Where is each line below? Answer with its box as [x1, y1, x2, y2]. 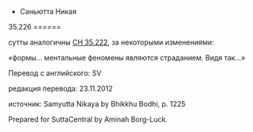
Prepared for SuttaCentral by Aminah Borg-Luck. [8, 115, 169, 124]
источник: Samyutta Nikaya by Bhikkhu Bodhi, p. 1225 [8, 99, 186, 108]
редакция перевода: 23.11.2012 [8, 83, 113, 93]
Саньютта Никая [19, 7, 77, 16]
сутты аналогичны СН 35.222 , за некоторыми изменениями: [8, 37, 215, 47]
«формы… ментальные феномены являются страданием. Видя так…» [8, 53, 246, 62]
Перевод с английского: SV [8, 68, 102, 78]
